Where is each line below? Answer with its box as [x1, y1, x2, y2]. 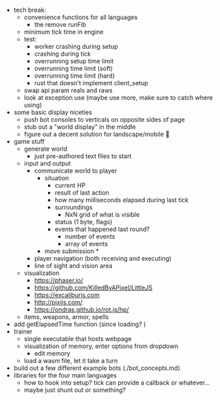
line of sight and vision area [34, 261, 113, 270]
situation [44, 174, 69, 182]
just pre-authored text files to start [34, 152, 132, 160]
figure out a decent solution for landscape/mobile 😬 [23, 130, 170, 138]
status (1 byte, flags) [54, 218, 113, 226]
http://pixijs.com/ [34, 299, 83, 306]
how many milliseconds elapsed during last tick [54, 196, 189, 204]
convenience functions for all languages [23, 13, 138, 21]
